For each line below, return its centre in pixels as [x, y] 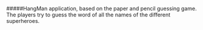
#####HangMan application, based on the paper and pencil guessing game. [101, 9]
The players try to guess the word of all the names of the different [88, 15]
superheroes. [23, 21]
